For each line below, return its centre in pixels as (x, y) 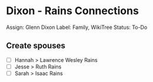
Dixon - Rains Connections (73, 11)
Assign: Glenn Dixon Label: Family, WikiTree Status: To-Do (77, 27)
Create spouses (36, 46)
